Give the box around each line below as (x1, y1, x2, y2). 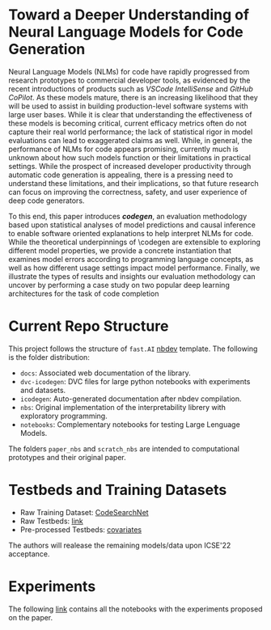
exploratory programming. (19, 411, 108, 421)
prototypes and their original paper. (8, 452, 127, 462)
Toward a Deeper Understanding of (8, 6, 249, 24)
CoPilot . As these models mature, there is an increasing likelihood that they (8, 92, 258, 102)
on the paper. (8, 612, 53, 622)
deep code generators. (8, 196, 85, 205)
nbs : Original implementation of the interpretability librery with (19, 402, 227, 412)
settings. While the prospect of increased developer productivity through (8, 161, 252, 171)
